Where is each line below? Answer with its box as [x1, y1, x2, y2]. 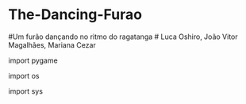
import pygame [8, 56, 58, 65]
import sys [8, 86, 44, 96]
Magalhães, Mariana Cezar [8, 40, 97, 49]
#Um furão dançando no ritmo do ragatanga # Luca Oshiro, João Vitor [8, 32, 238, 41]
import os [8, 71, 40, 80]
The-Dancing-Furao [8, 6, 143, 24]
